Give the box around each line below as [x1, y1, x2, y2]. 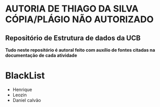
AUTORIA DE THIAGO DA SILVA [5, 3, 139, 15]
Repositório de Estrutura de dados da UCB [5, 34, 141, 42]
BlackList [5, 70, 45, 81]
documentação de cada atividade [5, 52, 77, 58]
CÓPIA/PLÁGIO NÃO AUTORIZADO [5, 14, 154, 25]
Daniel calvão [12, 97, 42, 103]
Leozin [12, 91, 27, 98]
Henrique [12, 86, 32, 92]
